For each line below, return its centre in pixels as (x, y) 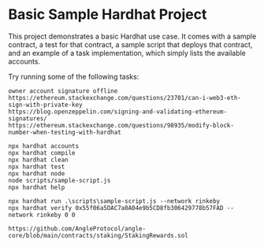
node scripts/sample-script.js (59, 180)
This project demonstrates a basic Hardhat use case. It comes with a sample (132, 36)
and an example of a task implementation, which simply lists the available (127, 53)
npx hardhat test (37, 167)
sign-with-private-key (45, 105)
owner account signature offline (63, 91)
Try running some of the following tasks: (74, 76)
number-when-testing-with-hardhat (65, 132)
